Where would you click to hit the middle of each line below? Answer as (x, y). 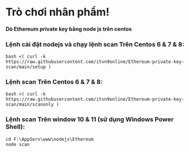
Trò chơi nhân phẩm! (57, 12)
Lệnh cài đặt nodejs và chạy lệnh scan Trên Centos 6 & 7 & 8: (95, 44)
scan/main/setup (26, 67)
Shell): (15, 127)
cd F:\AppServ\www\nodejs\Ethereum (50, 139)
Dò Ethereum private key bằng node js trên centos (69, 28)
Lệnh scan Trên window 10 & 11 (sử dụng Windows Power (90, 119)
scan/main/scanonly (30, 104)
